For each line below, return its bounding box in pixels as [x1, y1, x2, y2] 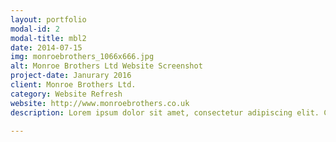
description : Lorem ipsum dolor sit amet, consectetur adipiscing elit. [10, 107, 320, 118]
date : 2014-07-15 [10, 42, 83, 53]
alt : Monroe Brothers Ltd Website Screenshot [10, 61, 203, 71]
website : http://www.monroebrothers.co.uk [10, 98, 190, 108]
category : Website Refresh [10, 89, 123, 99]
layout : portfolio [10, 14, 87, 25]
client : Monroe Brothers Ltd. [10, 80, 137, 90]
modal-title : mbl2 [10, 33, 87, 43]
